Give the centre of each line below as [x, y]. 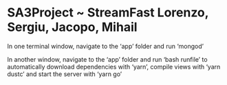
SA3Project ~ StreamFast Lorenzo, [108, 13]
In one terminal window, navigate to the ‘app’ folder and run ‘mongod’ [106, 46]
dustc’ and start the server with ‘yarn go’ [65, 74]
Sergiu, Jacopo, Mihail [72, 27]
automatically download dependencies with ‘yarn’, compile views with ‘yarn [114, 66]
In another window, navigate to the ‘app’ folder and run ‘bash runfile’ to [107, 59]
